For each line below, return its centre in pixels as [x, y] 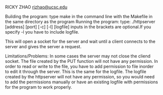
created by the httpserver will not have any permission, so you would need [80, 77]
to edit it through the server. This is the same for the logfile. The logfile [76, 72]
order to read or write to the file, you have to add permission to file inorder [80, 66]
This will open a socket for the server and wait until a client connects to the [80, 41]
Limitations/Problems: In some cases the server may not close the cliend [78, 56]
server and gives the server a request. [43, 47]
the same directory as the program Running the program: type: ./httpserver [80, 22]
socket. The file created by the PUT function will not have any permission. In [81, 61]
